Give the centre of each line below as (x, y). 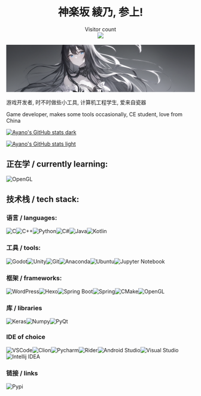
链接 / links (22, 373)
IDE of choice (26, 337)
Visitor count (100, 29)
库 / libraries (24, 308)
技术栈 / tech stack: (43, 199)
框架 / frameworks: (34, 278)
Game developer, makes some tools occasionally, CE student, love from (95, 114)
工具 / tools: (23, 248)
